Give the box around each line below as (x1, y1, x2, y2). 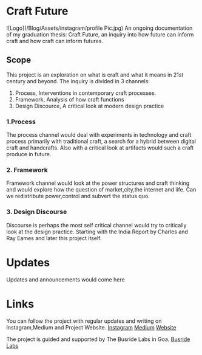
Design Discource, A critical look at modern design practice (15, 102, 164, 109)
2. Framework (6, 165, 48, 174)
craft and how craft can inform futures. (6, 37, 103, 44)
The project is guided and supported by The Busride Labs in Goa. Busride (6, 336, 190, 343)
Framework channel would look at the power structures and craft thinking (6, 179, 190, 187)
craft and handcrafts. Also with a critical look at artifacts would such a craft (6, 144, 194, 151)
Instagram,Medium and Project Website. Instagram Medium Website (6, 323, 177, 331)
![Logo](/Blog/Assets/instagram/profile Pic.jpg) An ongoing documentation (6, 24, 193, 32)
